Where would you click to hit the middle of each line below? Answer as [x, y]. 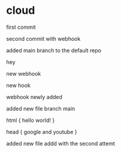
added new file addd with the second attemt [61, 143]
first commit [21, 27]
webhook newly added [34, 97]
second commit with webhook [43, 38]
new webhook [24, 73]
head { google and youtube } [42, 132]
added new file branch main [41, 108]
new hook [19, 85]
